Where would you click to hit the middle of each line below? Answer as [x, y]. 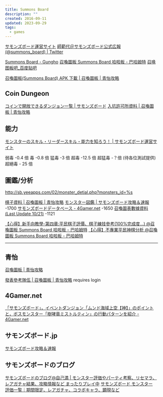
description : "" [21, 14]
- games [17, 32]
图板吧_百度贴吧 [21, 68]
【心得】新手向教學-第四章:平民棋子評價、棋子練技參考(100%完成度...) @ [78, 224]
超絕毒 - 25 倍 [19, 164]
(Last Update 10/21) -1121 [30, 214]
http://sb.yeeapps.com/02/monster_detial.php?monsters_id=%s [69, 192]
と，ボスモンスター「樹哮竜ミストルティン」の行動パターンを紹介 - [72, 314]
